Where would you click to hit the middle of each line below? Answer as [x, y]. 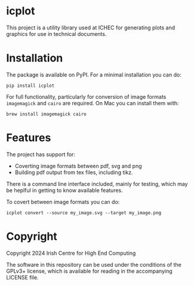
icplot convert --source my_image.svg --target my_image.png [84, 213]
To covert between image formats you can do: [63, 202]
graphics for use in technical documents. [56, 34]
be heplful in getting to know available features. [65, 190]
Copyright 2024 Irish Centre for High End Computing [71, 253]
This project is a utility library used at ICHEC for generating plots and [91, 28]
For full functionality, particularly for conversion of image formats [86, 96]
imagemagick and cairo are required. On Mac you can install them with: [93, 103]
